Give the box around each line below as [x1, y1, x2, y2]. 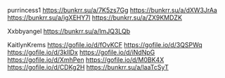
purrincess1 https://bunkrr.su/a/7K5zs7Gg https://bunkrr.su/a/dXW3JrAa [7, 6, 218, 14]
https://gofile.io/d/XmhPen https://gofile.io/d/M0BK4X [7, 56, 165, 64]
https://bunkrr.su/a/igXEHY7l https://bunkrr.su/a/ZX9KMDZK [7, 13, 183, 22]
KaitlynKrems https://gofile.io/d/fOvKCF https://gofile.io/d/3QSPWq [7, 41, 202, 48]
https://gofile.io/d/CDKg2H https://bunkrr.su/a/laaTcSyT [7, 63, 169, 71]
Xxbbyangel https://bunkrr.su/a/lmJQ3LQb [7, 27, 131, 35]
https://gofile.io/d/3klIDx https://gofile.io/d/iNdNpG [7, 48, 155, 56]
